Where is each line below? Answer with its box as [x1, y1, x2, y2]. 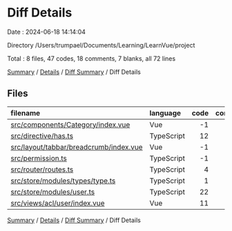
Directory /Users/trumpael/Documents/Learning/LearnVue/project [7, 41, 195, 49]
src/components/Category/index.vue [10, 119, 130, 129]
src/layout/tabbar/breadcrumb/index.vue [10, 142, 143, 152]
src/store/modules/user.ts [10, 187, 95, 197]
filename [10, 108, 41, 118]
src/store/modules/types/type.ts [10, 176, 116, 185]
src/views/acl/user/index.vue [10, 198, 105, 208]
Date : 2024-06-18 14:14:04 [7, 28, 86, 36]
